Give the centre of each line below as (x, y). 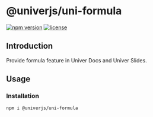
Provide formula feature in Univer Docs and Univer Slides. (76, 60)
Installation (23, 96)
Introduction (30, 46)
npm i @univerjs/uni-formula (42, 108)
